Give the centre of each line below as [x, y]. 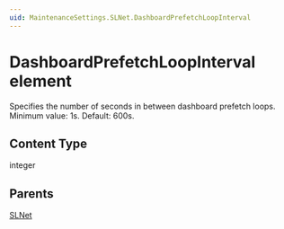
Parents [31, 194]
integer [22, 165]
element [40, 81]
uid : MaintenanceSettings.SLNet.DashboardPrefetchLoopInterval [130, 18]
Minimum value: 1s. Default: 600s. [72, 115]
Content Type [49, 143]
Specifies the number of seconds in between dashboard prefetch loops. [142, 106]
